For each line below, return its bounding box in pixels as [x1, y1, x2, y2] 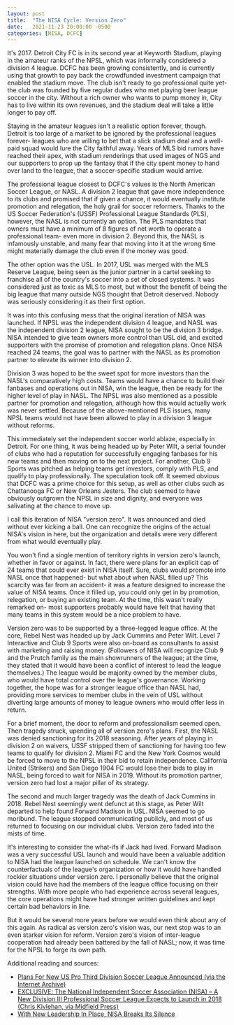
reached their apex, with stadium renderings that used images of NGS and [7, 152, 221, 160]
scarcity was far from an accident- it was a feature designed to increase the [7, 581, 226, 589]
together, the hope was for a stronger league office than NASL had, [7, 683, 201, 692]
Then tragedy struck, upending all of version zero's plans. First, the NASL [7, 726, 219, 735]
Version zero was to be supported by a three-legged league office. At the [7, 624, 218, 633]
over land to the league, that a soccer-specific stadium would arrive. [7, 166, 204, 175]
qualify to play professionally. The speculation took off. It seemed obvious [7, 472, 220, 480]
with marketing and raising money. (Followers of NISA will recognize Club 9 [7, 646, 224, 654]
